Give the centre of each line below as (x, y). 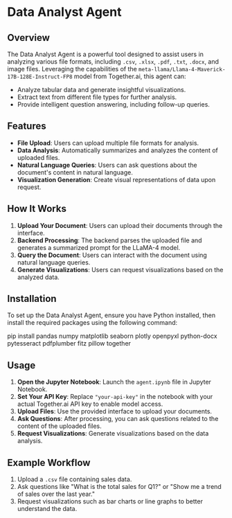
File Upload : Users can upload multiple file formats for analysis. (108, 143)
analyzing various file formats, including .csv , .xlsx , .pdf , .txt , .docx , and (113, 62)
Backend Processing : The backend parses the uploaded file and (109, 240)
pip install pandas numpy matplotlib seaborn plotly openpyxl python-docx (112, 336)
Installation (32, 299)
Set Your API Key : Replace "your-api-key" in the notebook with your (115, 397)
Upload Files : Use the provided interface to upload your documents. (115, 411)
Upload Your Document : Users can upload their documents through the (120, 225)
